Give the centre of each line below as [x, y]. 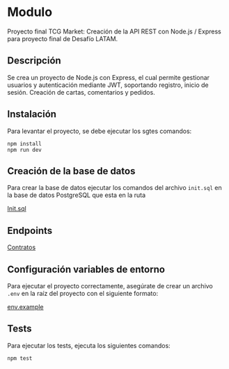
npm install [24, 143]
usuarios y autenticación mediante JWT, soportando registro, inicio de [108, 85]
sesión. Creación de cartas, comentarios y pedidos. [81, 92]
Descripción [34, 61]
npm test [20, 358]
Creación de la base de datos [71, 171]
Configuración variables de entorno [86, 269]
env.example [25, 307]
